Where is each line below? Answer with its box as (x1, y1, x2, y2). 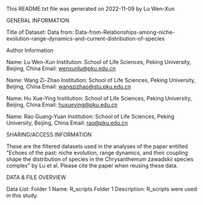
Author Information (6, 47, 53, 54)
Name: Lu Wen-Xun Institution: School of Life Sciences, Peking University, (6, 59, 191, 65)
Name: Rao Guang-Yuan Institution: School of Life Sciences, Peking (6, 113, 175, 120)
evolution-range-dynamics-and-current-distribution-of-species (6, 35, 165, 42)
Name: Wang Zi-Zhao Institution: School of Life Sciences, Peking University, (6, 77, 196, 83)
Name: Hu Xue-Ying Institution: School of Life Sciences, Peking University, (6, 95, 192, 102)
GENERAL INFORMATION (6, 17, 70, 24)
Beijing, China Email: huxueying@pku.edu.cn (6, 101, 118, 108)
